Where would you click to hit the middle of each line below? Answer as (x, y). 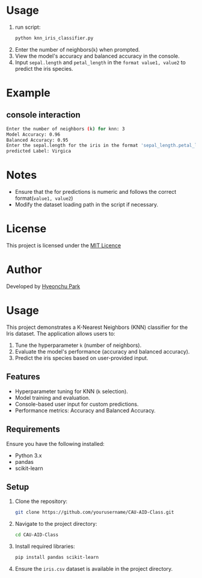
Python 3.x (28, 455)
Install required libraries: (45, 546)
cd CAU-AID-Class (37, 535)
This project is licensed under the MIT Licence (64, 245)
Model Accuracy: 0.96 (33, 134)
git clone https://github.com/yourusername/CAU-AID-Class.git (94, 513)
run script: (28, 27)
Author (24, 270)
